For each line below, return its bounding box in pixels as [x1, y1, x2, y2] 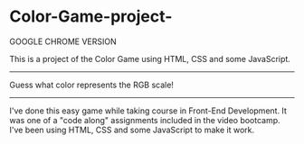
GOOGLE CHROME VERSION [9, 36, 117, 47]
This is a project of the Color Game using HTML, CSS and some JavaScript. [9, 53, 291, 64]
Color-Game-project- [9, 6, 173, 27]
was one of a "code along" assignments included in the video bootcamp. [9, 114, 280, 125]
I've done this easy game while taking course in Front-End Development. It [9, 105, 288, 116]
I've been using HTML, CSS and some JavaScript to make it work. [9, 124, 255, 135]
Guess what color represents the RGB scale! [9, 79, 175, 90]
